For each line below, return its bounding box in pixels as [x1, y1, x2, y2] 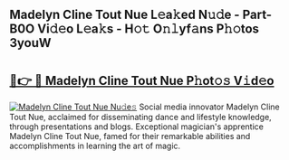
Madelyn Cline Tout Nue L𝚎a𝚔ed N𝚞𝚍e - [9, 7, 240, 23]
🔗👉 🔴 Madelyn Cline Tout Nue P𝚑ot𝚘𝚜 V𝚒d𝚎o [9, 72, 275, 89]
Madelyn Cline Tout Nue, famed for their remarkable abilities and [9, 131, 251, 141]
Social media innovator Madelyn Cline [139, 101, 281, 112]
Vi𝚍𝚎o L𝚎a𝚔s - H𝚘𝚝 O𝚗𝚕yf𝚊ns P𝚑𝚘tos [37, 22, 260, 37]
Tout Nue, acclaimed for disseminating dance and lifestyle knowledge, [9, 112, 272, 122]
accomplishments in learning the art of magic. [9, 140, 181, 151]
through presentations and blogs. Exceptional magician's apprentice [9, 121, 265, 132]
